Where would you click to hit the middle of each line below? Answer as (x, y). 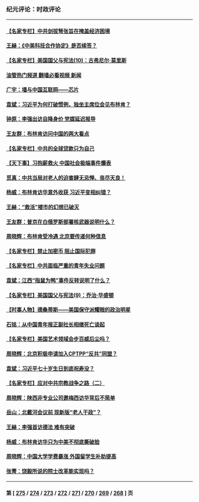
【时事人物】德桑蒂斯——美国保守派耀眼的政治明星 (68, 310)
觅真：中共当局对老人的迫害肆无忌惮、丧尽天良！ (66, 178)
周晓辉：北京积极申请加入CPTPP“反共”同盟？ (62, 353)
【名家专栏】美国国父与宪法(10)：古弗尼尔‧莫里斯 (66, 60)
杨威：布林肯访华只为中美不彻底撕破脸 (53, 442)
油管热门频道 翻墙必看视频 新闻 (44, 75)
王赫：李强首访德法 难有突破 (41, 427)
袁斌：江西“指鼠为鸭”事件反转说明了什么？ (58, 280)
